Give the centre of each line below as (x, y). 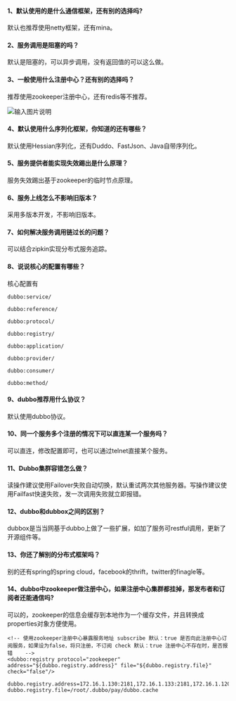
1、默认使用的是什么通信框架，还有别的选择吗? (75, 11)
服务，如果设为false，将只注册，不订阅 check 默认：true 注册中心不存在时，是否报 (120, 645)
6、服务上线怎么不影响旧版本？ (53, 198)
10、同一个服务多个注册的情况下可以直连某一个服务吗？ (88, 434)
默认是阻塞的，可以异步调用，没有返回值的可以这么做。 (87, 62)
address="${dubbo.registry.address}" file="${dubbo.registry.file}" (110, 665)
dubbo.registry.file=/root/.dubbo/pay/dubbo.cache (83, 690)
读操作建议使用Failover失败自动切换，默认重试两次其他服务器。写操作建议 (114, 485)
